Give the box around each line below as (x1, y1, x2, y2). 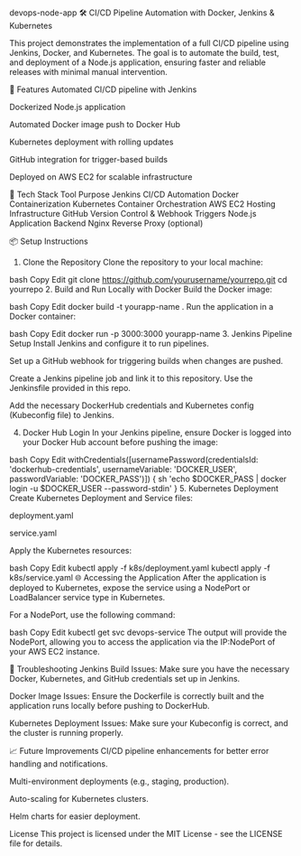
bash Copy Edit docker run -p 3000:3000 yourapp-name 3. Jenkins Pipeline (9, 329, 293, 339)
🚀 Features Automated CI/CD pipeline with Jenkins (9, 84, 197, 95)
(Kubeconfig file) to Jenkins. (9, 410, 114, 420)
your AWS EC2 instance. (9, 647, 101, 656)
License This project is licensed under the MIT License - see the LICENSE (9, 829, 283, 839)
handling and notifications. (9, 758, 108, 769)
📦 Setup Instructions (9, 236, 88, 247)
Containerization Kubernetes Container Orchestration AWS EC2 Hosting (9, 199, 277, 209)
